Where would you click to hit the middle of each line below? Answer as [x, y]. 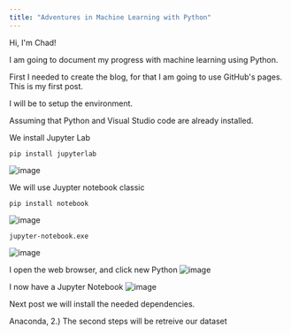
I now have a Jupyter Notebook [66, 286]
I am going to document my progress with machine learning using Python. [144, 59]
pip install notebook [49, 203]
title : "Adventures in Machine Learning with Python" [111, 17]
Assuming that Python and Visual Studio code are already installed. [131, 120]
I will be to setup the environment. [71, 103]
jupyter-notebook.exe [49, 236]
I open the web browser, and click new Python [94, 270]
